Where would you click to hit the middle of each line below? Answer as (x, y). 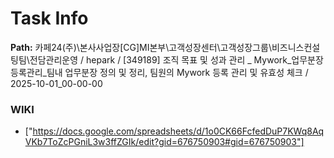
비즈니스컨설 (296, 47)
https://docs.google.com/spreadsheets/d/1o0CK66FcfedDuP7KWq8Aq (178, 131)
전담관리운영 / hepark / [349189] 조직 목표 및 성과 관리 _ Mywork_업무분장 (176, 59)
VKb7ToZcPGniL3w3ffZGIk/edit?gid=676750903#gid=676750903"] (164, 142)
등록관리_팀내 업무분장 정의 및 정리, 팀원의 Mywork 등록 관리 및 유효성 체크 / (159, 72)
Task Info (49, 18)
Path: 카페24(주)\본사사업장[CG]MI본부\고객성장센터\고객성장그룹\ (141, 47)
